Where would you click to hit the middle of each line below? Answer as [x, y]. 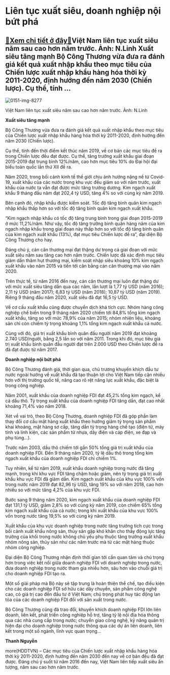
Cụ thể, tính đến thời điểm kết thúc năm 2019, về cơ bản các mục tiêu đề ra [84, 151]
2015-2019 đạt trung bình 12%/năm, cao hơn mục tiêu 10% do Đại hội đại [81, 161]
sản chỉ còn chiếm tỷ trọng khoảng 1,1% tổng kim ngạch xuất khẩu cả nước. [84, 324]
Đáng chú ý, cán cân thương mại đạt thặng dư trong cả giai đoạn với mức [81, 250]
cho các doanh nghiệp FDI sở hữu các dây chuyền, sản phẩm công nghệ [81, 589]
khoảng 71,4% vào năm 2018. [36, 406]
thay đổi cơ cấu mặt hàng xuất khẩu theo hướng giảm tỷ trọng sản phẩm [80, 421]
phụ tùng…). [18, 438]
